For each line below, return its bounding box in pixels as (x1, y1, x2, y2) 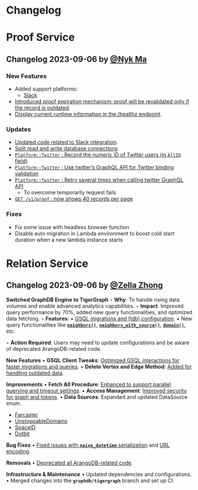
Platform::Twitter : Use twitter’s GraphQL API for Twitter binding (14, 164, 174, 171)
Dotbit (14, 430, 30, 437)
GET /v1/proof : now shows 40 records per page (14, 195, 133, 202)
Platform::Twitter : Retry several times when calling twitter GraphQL (14, 176, 184, 183)
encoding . (6, 447, 31, 454)
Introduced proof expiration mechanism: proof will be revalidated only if (14, 98, 190, 105)
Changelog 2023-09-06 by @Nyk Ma (6, 54, 147, 64)
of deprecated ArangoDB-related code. (6, 345, 102, 352)
